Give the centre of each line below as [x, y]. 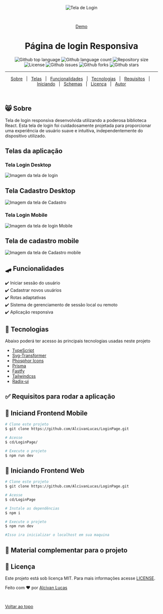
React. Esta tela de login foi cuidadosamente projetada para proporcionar [78, 125]
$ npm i [13, 513]
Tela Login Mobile [26, 215]
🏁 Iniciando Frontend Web [45, 470]
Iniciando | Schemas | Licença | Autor [81, 84]
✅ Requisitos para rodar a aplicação [60, 396]
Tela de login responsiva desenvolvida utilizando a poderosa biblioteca [76, 120]
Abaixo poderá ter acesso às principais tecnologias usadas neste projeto [78, 341]
